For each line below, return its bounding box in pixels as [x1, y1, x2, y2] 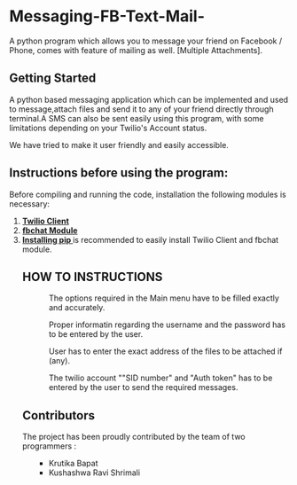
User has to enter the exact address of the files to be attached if [48, 346, 283, 356]
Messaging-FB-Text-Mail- [9, 6, 206, 27]
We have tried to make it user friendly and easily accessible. [9, 139, 229, 150]
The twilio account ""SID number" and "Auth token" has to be [48, 372, 273, 383]
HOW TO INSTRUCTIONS [21, 269, 163, 285]
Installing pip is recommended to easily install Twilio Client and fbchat [21, 234, 279, 245]
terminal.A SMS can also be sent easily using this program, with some [9, 113, 264, 123]
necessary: [9, 198, 51, 209]
